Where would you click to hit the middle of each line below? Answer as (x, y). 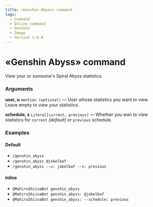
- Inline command (28, 24)
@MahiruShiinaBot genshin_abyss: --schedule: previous (71, 200)
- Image (18, 33)
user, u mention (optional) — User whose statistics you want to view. (77, 100)
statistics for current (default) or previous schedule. (59, 120)
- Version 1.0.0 (26, 38)
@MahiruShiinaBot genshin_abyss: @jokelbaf (58, 195)
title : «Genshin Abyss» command (39, 10)
